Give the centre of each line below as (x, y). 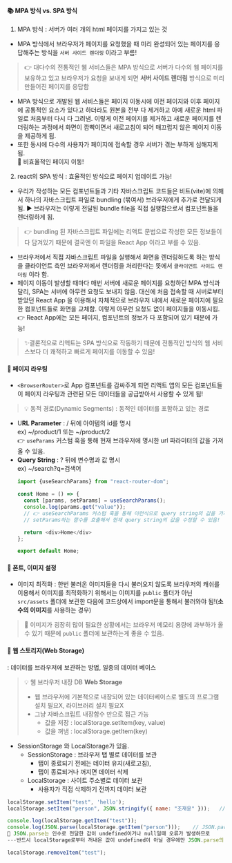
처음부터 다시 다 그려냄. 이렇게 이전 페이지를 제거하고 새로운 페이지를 (122, 119)
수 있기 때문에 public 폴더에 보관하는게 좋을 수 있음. (94, 633)
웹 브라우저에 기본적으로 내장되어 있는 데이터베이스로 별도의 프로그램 (127, 697)
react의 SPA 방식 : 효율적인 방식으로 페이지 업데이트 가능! (95, 177)
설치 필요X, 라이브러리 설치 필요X (79, 705)
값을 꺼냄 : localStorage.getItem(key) (96, 731)
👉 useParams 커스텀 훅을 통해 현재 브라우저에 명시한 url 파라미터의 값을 (114, 440)
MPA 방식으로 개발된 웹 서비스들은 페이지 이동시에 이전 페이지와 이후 (109, 101)
